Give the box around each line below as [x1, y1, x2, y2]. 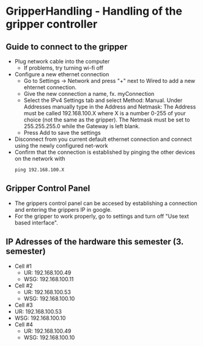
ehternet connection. [23, 84, 77, 91]
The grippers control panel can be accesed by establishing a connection [14, 200, 197, 207]
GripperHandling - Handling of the [6, 4, 183, 18]
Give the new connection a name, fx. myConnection [23, 90, 155, 97]
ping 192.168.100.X [14, 167, 65, 173]
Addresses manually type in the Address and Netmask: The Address [23, 103, 196, 110]
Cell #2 [14, 282, 33, 289]
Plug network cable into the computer [14, 58, 110, 65]
